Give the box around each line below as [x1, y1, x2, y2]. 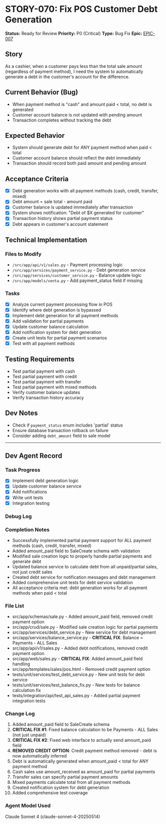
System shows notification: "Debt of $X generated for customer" [12, 210, 144, 216]
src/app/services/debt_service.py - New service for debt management [12, 629, 157, 635]
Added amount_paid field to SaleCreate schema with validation [12, 548, 141, 553]
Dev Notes [5, 409, 38, 417]
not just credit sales [12, 569, 53, 575]
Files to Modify [5, 250, 42, 257]
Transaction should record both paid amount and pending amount [12, 160, 147, 166]
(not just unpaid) [12, 732, 46, 738]
